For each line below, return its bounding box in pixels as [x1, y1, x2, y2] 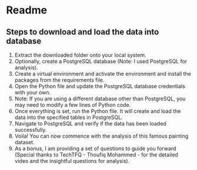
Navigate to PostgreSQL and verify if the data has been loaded [14, 120, 166, 127]
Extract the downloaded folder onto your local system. [14, 52, 146, 59]
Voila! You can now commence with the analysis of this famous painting [14, 132, 189, 140]
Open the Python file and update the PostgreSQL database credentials [14, 83, 185, 90]
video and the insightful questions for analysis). [14, 158, 130, 164]
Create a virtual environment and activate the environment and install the [14, 70, 191, 77]
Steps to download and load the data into [6, 27, 159, 37]
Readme [6, 4, 48, 17]
